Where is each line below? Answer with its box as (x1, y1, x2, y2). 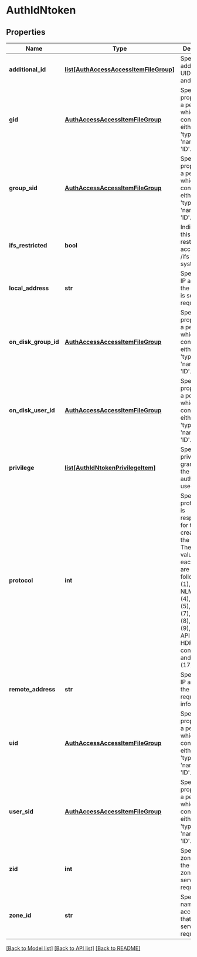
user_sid (9, 807, 33, 816)
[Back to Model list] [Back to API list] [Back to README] (6, 945, 141, 952)
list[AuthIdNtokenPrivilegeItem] (64, 463, 157, 472)
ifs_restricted (9, 241, 47, 249)
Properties (6, 27, 46, 37)
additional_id (9, 65, 46, 74)
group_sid (9, 184, 38, 192)
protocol (9, 577, 33, 584)
